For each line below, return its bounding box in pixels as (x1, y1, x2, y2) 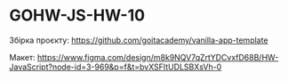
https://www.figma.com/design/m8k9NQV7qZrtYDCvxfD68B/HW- (36, 52, 279, 62)
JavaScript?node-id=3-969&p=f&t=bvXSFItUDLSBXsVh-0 (9, 61, 222, 72)
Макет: (9, 52, 36, 62)
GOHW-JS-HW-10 (9, 5, 145, 26)
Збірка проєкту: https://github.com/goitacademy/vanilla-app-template (9, 35, 268, 45)
